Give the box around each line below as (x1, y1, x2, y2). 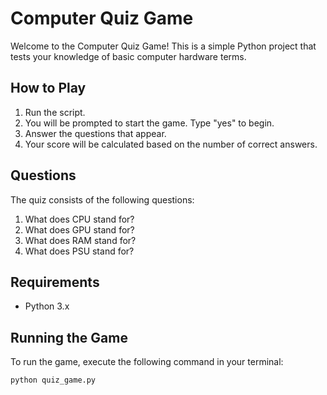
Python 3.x (24, 300, 70, 312)
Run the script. (24, 106, 86, 118)
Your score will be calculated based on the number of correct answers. (24, 138, 318, 150)
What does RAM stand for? (24, 234, 137, 246)
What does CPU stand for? (24, 213, 135, 225)
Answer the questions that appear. (24, 127, 167, 139)
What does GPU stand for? (24, 223, 135, 236)
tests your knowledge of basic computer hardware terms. (10, 50, 247, 62)
